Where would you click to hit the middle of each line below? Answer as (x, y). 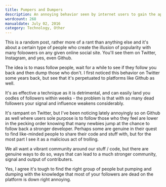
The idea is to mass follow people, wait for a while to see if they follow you (81, 68)
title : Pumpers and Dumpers (34, 10)
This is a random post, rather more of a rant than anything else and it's (77, 42)
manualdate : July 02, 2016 (33, 23)
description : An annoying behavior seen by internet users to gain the (80, 14)
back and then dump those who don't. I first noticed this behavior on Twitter (83, 73)
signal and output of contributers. (39, 159)
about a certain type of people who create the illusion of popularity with (78, 47)
